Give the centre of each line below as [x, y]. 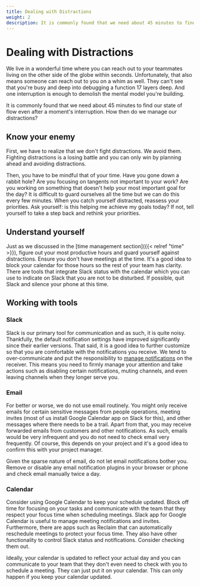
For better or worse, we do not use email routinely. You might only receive [97, 405]
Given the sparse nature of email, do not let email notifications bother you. [97, 461]
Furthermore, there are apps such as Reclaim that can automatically [89, 528]
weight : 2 [18, 17]
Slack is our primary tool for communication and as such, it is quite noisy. [96, 333]
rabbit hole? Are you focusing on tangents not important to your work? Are [97, 181]
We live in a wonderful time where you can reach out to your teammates [94, 68]
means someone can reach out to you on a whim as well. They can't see [95, 82]
